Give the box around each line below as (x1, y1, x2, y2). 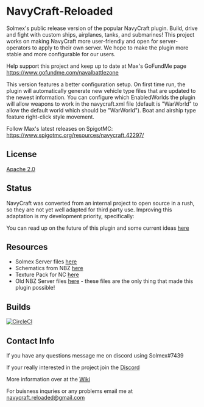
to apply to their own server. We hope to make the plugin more (32, 44, 189, 51)
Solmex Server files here (15, 258, 77, 265)
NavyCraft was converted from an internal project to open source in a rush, (6, 199, 195, 207)
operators (6, 44, 31, 51)
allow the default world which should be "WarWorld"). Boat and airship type (6, 106, 196, 114)
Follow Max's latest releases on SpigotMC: (6, 125, 113, 132)
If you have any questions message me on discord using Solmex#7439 (6, 352, 184, 359)
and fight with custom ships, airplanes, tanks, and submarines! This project (6, 31, 195, 38)
